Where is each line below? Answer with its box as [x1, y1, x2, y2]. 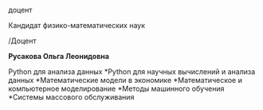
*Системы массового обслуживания [8, 92, 135, 101]
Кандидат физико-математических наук [8, 21, 146, 29]
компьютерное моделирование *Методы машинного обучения [8, 84, 225, 93]
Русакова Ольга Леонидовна [8, 52, 110, 61]
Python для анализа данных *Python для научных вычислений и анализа [8, 67, 256, 77]
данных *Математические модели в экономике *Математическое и [8, 76, 243, 84]
